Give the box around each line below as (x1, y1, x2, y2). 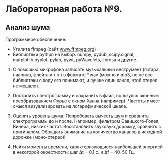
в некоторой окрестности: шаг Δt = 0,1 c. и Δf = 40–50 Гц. (12, 149, 135, 155)
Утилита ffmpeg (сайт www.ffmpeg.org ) (12, 46, 96, 52)
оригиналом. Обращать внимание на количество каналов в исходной (12, 129, 162, 135)
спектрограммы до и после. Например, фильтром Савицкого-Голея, (12, 118, 160, 124)
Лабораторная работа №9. (5, 3, 123, 15)
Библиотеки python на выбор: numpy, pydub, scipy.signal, (12, 51, 135, 57)
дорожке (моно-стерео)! (12, 134, 66, 140)
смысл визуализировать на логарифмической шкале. (12, 103, 128, 109)
